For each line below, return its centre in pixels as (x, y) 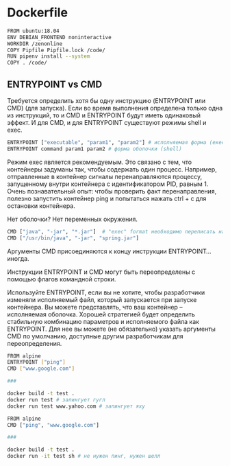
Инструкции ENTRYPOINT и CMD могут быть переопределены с (101, 272)
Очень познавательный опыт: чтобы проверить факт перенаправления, (112, 191)
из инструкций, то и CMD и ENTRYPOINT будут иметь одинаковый (104, 115)
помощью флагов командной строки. (62, 279)
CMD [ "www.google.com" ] (41, 369)
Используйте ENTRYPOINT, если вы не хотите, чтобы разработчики (106, 292)
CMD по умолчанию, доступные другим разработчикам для (95, 336)
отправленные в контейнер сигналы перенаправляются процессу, (105, 176)
